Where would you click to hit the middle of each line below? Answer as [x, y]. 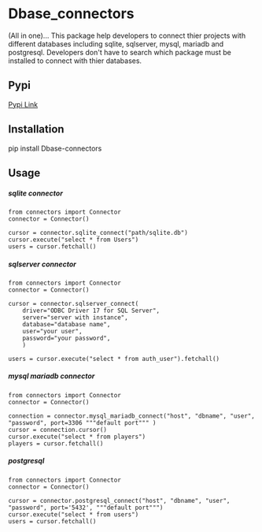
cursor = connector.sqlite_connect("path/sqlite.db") [98, 233]
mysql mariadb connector [52, 376]
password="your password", [66, 338]
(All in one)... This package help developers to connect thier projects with [127, 35]
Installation [36, 130]
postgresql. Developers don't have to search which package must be [120, 52]
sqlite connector [35, 193]
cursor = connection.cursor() [58, 430]
